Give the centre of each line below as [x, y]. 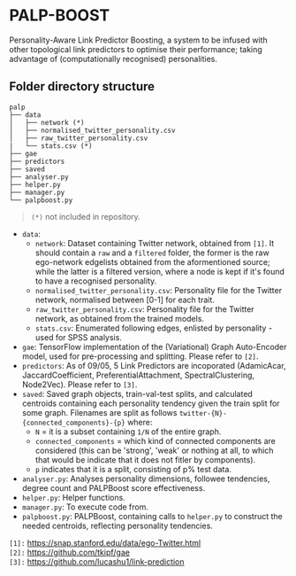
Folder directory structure [82, 86]
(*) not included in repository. [86, 216]
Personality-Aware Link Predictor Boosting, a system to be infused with [138, 40]
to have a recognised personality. [96, 281]
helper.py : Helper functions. [73, 497]
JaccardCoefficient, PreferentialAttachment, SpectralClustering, [138, 375]
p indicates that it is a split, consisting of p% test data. [133, 469]
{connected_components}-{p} [73, 423]
